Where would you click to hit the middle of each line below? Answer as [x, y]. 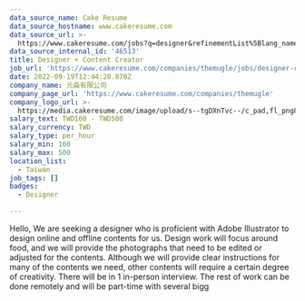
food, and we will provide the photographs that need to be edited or [136, 248]
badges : [24, 187]
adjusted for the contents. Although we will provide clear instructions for [144, 257]
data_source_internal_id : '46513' [75, 52]
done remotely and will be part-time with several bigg [109, 286]
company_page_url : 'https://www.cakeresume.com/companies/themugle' [142, 93]
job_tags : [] [34, 178]
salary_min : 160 [40, 144]
